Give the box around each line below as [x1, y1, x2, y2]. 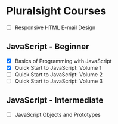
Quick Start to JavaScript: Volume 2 [14, 70, 103, 78]
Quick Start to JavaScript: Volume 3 [14, 77, 103, 85]
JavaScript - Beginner [6, 42, 89, 52]
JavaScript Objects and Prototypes [14, 111, 101, 118]
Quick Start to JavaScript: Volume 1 [14, 64, 102, 71]
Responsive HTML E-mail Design [14, 24, 96, 31]
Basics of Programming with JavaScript [14, 57, 112, 64]
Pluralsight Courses [6, 4, 107, 18]
